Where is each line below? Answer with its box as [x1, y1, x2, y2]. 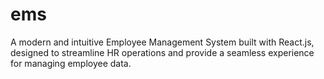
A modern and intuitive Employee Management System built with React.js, [10, 36, 315, 48]
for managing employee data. [10, 57, 132, 69]
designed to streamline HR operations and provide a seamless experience [10, 46, 315, 58]
